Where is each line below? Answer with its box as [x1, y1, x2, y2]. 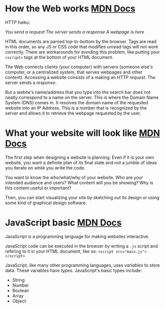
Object [12, 298, 26, 304]
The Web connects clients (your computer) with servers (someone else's [5, 64, 153, 70]
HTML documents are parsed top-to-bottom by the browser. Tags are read [5, 38, 157, 44]
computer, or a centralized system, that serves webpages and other [5, 69, 143, 75]
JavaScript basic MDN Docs [5, 217, 122, 228]
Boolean [12, 287, 30, 293]
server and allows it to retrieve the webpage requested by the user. [5, 110, 141, 116]
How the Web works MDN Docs [5, 3, 135, 14]
